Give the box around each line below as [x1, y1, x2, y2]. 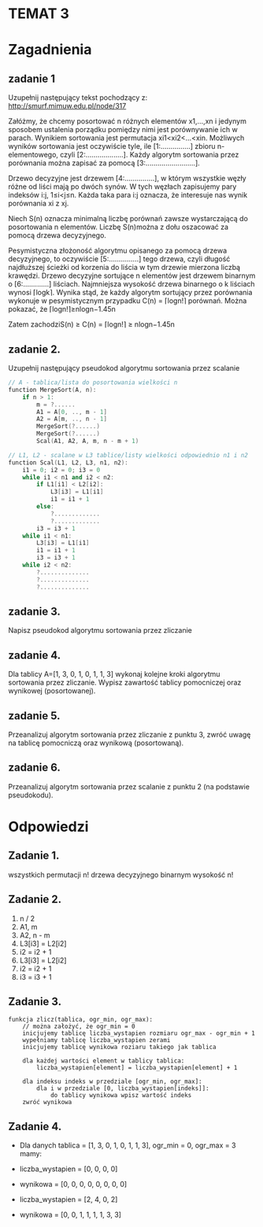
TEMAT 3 [8, 5, 69, 23]
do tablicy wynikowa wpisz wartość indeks [50, 1092, 192, 1099]
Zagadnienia [8, 41, 92, 59]
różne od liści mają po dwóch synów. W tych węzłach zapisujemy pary [8, 182, 237, 191]
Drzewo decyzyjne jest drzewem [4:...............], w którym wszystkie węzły [8, 174, 246, 183]
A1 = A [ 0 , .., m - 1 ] [36, 408, 108, 416]
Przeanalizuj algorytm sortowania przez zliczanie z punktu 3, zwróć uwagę [8, 730, 251, 739]
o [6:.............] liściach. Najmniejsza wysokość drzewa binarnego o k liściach [8, 279, 255, 289]
